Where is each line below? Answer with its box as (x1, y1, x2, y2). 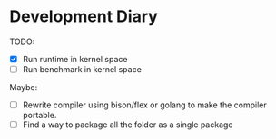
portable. (22, 110, 57, 121)
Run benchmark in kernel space (22, 64, 143, 74)
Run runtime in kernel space (22, 53, 128, 64)
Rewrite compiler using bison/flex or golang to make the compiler (22, 99, 267, 110)
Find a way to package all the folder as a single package (22, 119, 233, 130)
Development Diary (9, 6, 159, 27)
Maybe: (9, 82, 38, 93)
